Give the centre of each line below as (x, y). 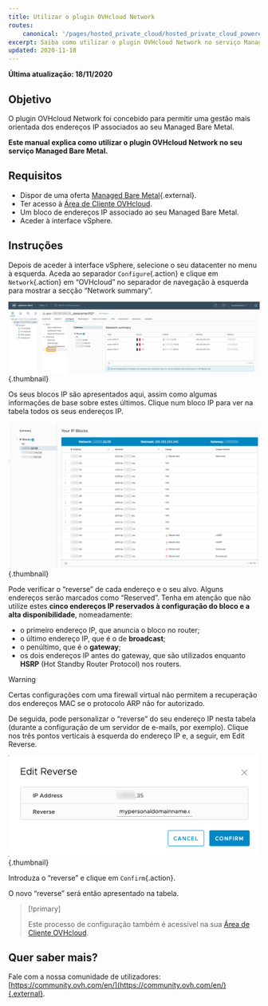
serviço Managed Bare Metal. (58, 151)
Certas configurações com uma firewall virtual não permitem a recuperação (133, 695)
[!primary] (44, 909)
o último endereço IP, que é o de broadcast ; (93, 639)
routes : (21, 25)
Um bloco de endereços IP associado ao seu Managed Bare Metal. (129, 212)
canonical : (41, 34)
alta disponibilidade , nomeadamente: (71, 615)
